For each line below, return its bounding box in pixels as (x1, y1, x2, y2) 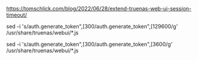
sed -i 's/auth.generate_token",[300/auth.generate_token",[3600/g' (6, 41, 173, 48)
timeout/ (6, 11, 27, 18)
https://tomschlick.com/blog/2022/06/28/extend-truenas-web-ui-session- (6, 5, 191, 12)
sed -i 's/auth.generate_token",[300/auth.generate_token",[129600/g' (6, 23, 178, 30)
